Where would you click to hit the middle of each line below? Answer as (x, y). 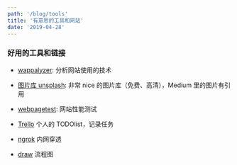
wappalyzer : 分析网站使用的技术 (65, 70)
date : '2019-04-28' (36, 27)
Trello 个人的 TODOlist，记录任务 (66, 124)
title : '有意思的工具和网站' (45, 21)
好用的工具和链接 (37, 53)
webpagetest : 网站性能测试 (57, 109)
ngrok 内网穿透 (39, 139)
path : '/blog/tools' (38, 14)
